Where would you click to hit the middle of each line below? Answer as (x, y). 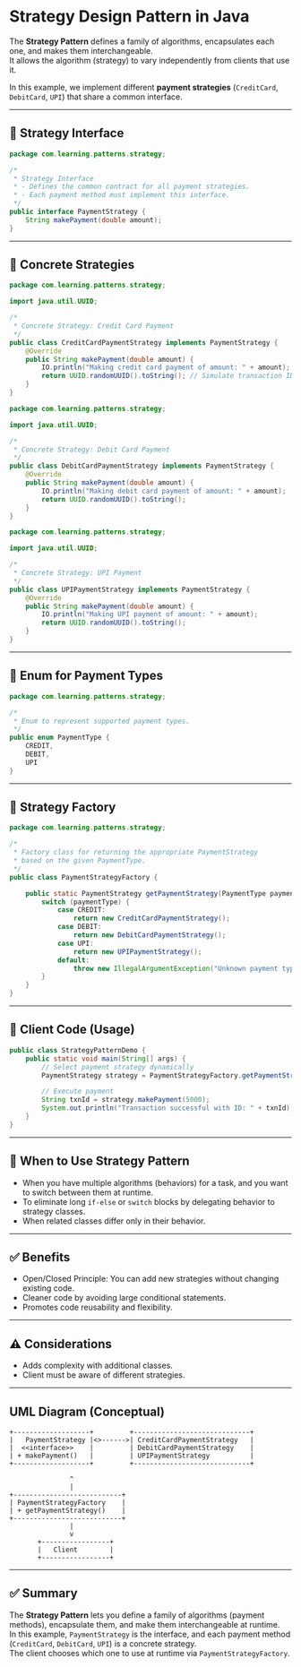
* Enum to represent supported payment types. (102, 721)
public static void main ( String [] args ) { (106, 1059)
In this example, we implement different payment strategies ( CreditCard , (144, 87)
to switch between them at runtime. (88, 1192)
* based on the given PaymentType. (79, 861)
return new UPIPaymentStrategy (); (138, 951)
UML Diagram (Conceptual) (87, 1411)
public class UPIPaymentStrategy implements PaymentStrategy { (130, 589)
